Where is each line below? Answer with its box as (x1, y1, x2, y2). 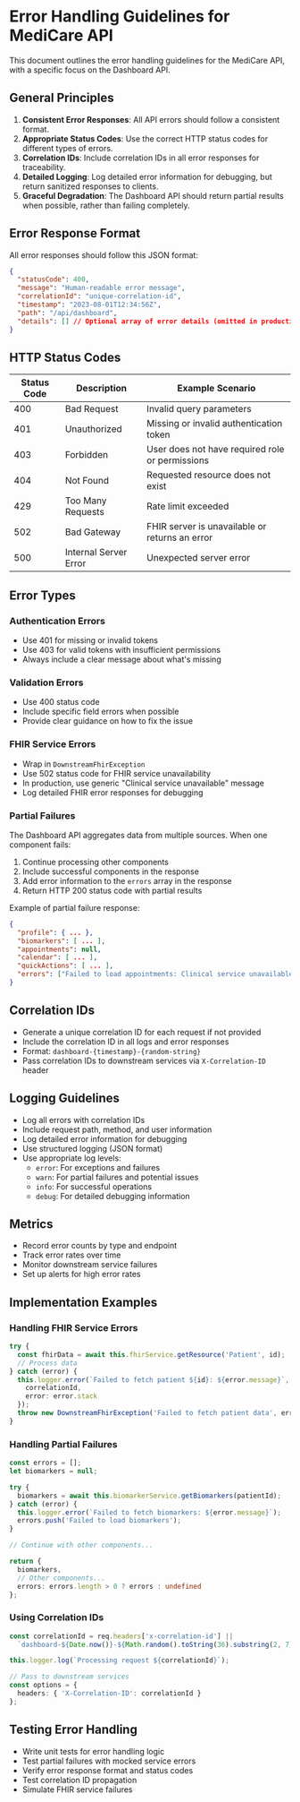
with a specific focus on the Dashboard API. (9, 64, 171, 75)
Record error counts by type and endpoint (21, 1240, 178, 1251)
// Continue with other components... (9, 1540, 154, 1550)
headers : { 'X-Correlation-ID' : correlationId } (17, 1689, 202, 1698)
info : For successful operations (35, 1180, 153, 1192)
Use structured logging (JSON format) (21, 1143, 163, 1154)
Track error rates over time (21, 1249, 121, 1260)
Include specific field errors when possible (21, 706, 179, 717)
